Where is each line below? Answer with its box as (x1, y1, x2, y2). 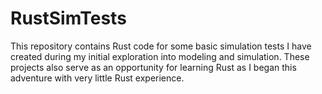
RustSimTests (10, 7, 127, 30)
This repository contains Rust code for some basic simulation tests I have (10, 40, 312, 52)
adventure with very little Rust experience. (10, 72, 185, 84)
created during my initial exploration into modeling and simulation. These (10, 50, 310, 62)
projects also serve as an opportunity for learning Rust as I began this (10, 61, 297, 73)
